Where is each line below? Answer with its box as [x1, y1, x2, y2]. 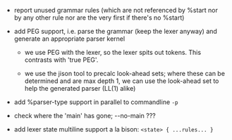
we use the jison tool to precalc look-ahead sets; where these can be [24, 70, 226, 77]
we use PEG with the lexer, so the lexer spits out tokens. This [24, 49, 202, 56]
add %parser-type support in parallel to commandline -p [13, 98, 178, 106]
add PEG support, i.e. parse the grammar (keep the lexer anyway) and [13, 27, 217, 35]
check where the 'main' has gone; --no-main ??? [13, 112, 157, 120]
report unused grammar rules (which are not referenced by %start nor [13, 6, 219, 14]
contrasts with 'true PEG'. [24, 56, 99, 64]
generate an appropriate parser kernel [13, 34, 126, 43]
